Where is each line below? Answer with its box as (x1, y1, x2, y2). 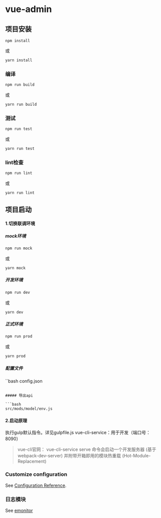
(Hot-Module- (122, 453, 151, 459)
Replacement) (17, 458, 47, 464)
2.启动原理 (5, 417, 28, 423)
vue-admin (5, 4, 52, 15)
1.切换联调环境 (5, 221, 35, 226)
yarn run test (5, 146, 35, 151)
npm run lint (5, 170, 33, 176)
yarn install (5, 58, 33, 63)
